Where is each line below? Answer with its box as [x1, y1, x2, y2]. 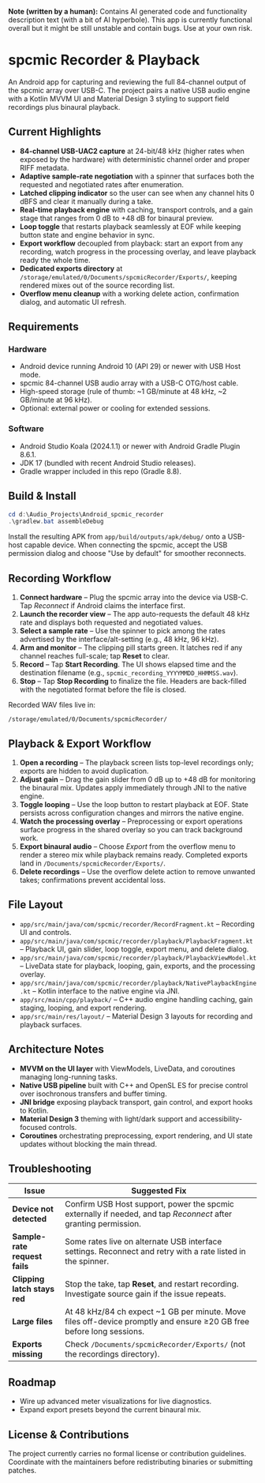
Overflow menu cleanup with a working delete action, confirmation [19, 288, 239, 298]
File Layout [8, 898, 63, 911]
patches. [8, 1465, 37, 1475]
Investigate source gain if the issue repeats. [64, 1289, 226, 1300]
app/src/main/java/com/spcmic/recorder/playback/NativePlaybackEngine [19, 979, 257, 987]
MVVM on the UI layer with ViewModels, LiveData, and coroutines [19, 1064, 236, 1073]
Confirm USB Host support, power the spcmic [64, 1199, 234, 1210]
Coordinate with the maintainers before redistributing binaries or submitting [8, 1457, 253, 1466]
